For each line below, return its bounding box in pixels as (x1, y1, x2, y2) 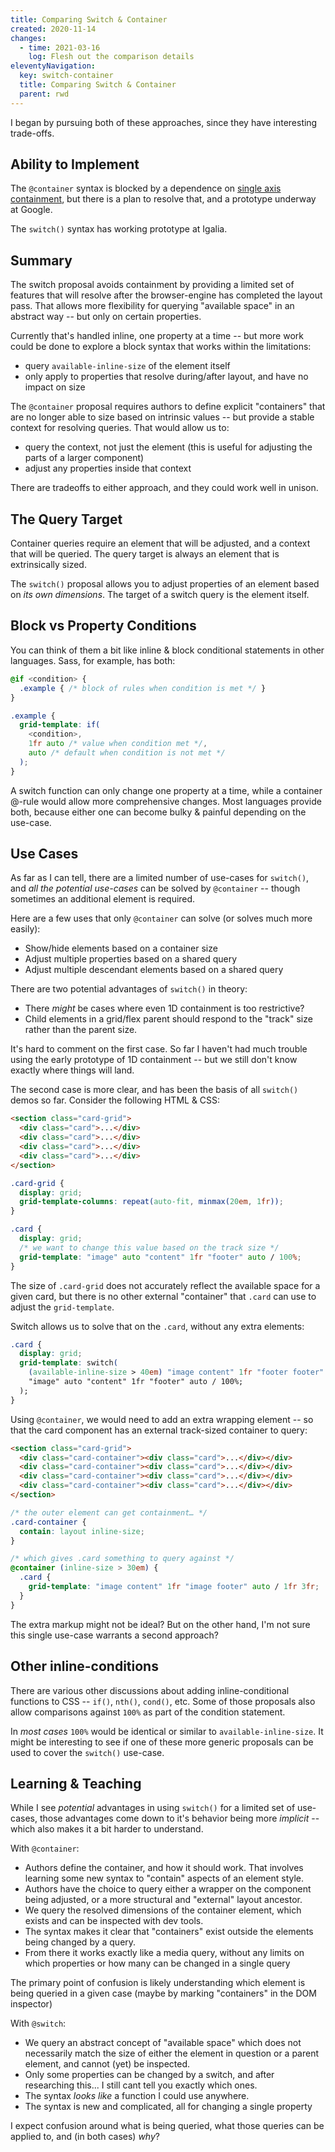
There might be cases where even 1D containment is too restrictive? (24, 1002, 305, 1015)
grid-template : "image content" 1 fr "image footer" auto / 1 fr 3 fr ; (28, 1582, 320, 1592)
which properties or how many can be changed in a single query (24, 1957, 291, 1970)
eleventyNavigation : (10, 61, 97, 71)
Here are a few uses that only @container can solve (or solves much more (10, 912, 313, 925)
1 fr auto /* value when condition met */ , (28, 739, 208, 749)
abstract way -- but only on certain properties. (10, 311, 202, 323)
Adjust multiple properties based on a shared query (24, 953, 238, 965)
